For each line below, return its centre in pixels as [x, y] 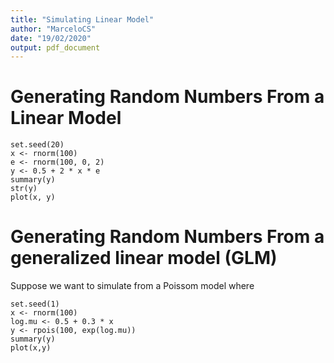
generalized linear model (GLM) [144, 258]
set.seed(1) [35, 304]
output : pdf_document [55, 47]
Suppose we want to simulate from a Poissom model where [132, 286]
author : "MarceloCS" [53, 29]
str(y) [24, 189]
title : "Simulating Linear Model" [82, 19]
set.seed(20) [37, 145]
